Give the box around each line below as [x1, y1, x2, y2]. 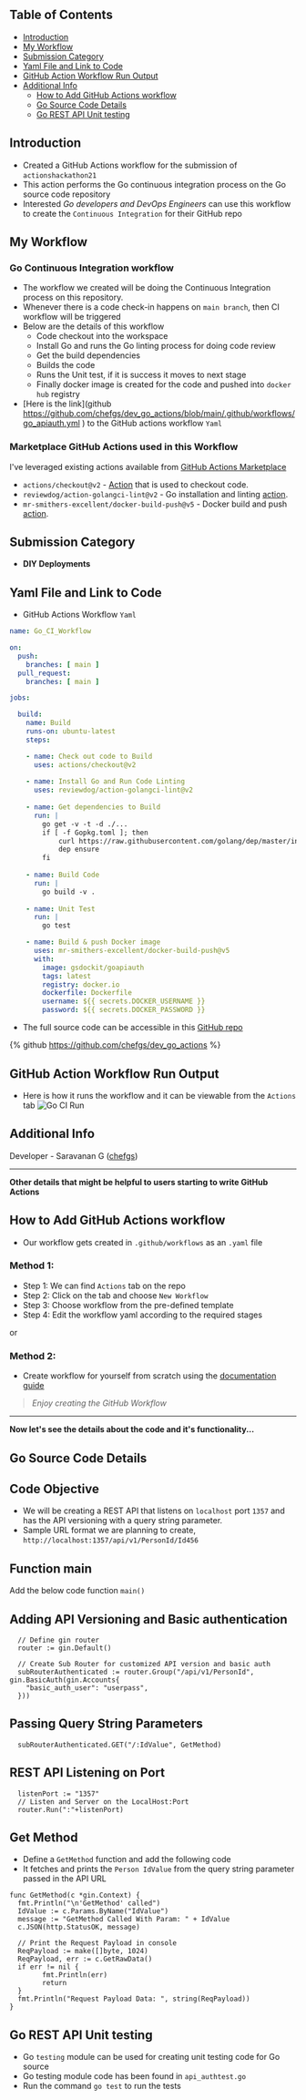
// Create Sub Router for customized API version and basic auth [17, 1659, 271, 1668]
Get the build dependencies [36, 350, 141, 361]
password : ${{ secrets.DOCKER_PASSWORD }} [42, 1006, 206, 1015]
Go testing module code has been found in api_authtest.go [22, 2071, 247, 2082]
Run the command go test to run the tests [22, 2081, 182, 2092]
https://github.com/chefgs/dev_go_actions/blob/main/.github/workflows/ [22, 408, 296, 419]
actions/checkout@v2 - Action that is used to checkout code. [22, 478, 249, 490]
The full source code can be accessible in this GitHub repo [22, 1022, 243, 1033]
